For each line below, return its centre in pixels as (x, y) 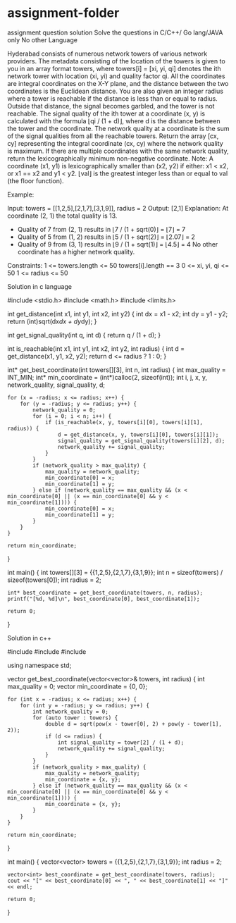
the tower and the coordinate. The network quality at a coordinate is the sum (118, 128)
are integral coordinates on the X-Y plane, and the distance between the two (118, 83)
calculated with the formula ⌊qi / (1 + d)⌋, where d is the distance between (114, 120)
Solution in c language (40, 286)
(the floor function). (36, 180)
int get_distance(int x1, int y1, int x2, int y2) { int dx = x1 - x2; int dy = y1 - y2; (118, 314)
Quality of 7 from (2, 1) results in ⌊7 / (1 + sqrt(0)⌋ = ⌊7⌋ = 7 (101, 229)
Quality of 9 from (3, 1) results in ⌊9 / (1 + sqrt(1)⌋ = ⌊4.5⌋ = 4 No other (118, 244)
